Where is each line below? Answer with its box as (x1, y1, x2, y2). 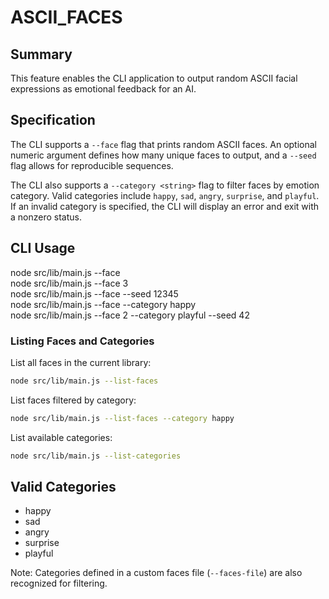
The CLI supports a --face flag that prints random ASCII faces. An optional (10, 138, 317, 150)
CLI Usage (10, 240, 76, 257)
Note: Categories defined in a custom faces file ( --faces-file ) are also (10, 567, 303, 579)
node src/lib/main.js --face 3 (10, 277, 129, 289)
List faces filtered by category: (10, 394, 137, 406)
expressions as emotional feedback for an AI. (10, 83, 197, 95)
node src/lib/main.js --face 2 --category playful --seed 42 (10, 309, 250, 321)
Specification (10, 112, 96, 129)
